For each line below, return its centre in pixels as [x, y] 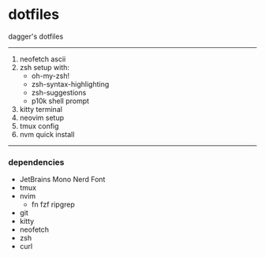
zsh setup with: [44, 67]
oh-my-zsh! [50, 76]
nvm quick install [47, 134]
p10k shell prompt [60, 101]
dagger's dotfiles [36, 36]
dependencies [36, 162]
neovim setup [42, 117]
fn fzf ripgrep [53, 205]
